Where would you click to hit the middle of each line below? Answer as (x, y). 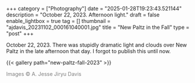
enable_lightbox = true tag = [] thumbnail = (58, 21)
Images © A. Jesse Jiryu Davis (44, 74)
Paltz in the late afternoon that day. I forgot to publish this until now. (88, 51)
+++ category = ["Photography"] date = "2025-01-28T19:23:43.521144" (94, 9)
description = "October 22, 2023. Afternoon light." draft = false (83, 15)
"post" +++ (20, 34)
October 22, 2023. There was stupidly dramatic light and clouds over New (97, 45)
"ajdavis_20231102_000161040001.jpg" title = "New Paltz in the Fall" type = (98, 27)
